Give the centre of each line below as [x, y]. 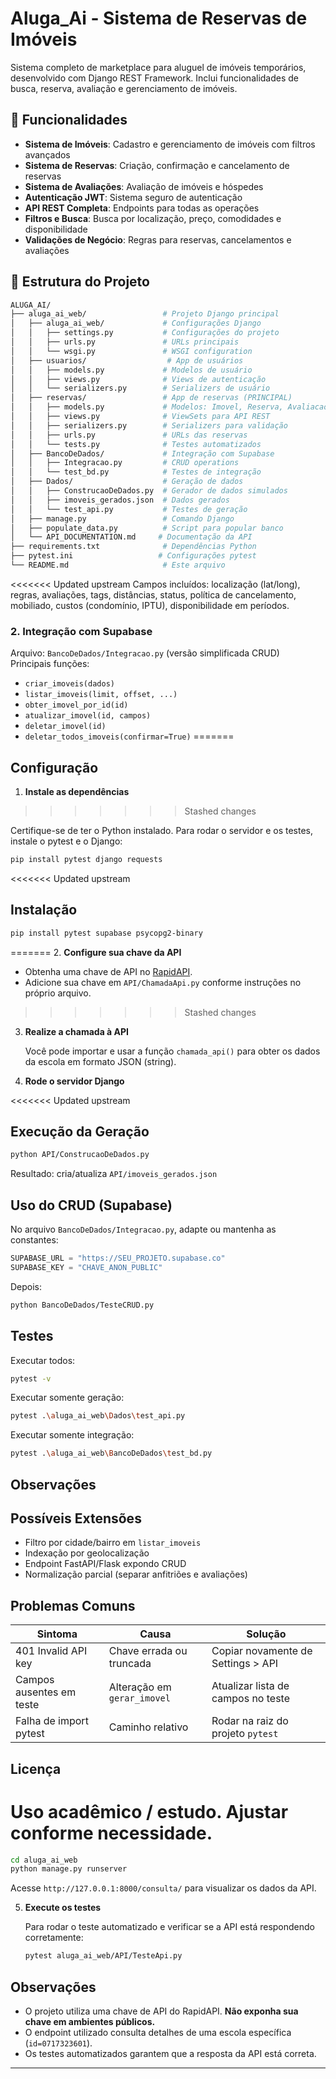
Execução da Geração [80, 1131]
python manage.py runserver [69, 1869]
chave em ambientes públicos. [90, 2021]
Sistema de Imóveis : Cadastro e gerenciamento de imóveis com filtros [170, 144]
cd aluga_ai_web [44, 1860]
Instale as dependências [77, 792]
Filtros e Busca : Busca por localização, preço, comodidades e [153, 218]
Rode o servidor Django [74, 1081]
